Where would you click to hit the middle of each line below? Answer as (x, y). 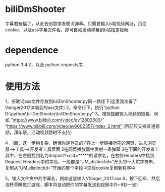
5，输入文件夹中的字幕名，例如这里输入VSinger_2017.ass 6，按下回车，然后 (82, 178)
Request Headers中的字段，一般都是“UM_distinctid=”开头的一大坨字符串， (81, 161)
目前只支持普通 (140, 126)
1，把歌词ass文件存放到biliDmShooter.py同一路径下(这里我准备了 (71, 101)
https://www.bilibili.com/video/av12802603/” (58, 120)
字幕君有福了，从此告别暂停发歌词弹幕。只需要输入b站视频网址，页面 (76, 23)
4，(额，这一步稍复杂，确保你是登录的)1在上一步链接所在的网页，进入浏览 (81, 143)
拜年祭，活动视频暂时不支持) (43, 132)
